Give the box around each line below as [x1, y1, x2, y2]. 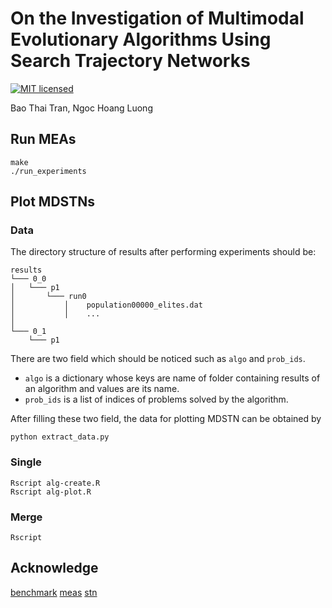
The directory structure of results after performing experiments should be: [10, 246, 317, 258]
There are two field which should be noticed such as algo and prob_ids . [10, 353, 306, 365]
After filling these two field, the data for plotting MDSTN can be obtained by [10, 413, 322, 425]
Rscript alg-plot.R [10, 487, 92, 497]
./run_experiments [10, 166, 87, 176]
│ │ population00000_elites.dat [10, 300, 203, 311]
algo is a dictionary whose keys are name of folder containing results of [24, 372, 321, 384]
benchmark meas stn [10, 586, 98, 598]
